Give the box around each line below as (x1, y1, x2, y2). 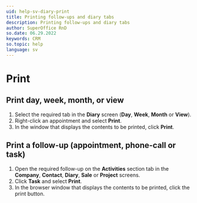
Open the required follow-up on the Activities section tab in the (14, 165, 169, 172)
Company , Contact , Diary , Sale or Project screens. (14, 171, 141, 178)
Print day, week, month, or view (6, 95, 125, 106)
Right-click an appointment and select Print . (14, 117, 122, 124)
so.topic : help (6, 42, 44, 48)
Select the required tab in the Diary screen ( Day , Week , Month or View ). (14, 111, 192, 118)
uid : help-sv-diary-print (6, 8, 69, 15)
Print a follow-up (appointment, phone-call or (6, 140, 176, 150)
